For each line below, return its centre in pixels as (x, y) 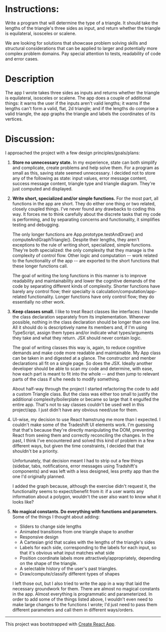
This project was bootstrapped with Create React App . (61, 624)
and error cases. (22, 59)
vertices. (14, 119)
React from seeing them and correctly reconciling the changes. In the (83, 435)
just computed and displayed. (42, 189)
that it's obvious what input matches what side (67, 553)
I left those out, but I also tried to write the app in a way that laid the (81, 583)
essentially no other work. (39, 302)
